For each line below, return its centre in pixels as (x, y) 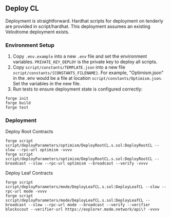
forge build (18, 103)
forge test (17, 107)
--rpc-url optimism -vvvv (44, 150)
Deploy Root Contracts (29, 132)
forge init (17, 99)
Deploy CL (22, 8)
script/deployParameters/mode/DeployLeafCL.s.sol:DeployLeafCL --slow (82, 187)
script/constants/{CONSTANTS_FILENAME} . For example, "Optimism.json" (88, 73)
